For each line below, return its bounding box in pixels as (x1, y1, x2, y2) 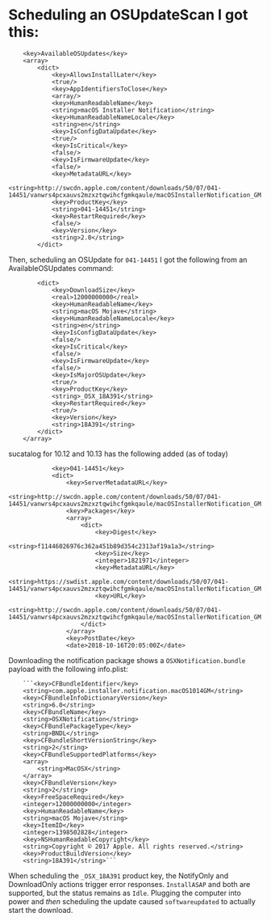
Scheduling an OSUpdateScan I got (8, 6, 248, 24)
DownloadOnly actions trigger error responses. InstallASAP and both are (8, 879, 251, 889)
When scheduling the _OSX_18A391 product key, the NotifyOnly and (8, 871, 229, 881)
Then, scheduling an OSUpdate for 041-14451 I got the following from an (8, 255, 248, 264)
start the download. (8, 905, 73, 915)
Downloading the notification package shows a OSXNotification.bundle (8, 655, 246, 665)
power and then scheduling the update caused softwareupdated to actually (8, 896, 256, 906)
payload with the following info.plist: (8, 664, 129, 674)
